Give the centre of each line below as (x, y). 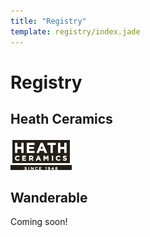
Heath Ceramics (61, 119)
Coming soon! (39, 222)
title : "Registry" (48, 21)
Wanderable (49, 197)
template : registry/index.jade (75, 31)
